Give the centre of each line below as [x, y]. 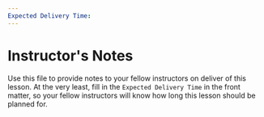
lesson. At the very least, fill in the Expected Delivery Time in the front [124, 86]
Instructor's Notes [70, 55]
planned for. [28, 104]
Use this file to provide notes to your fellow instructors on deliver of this [127, 78]
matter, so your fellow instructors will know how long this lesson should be [132, 95]
